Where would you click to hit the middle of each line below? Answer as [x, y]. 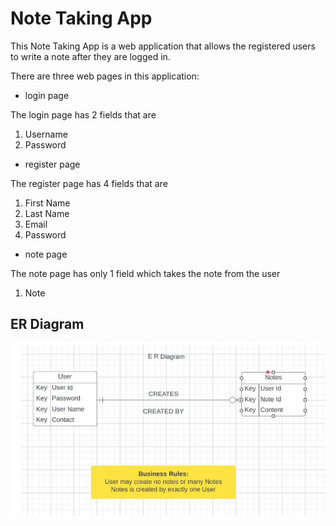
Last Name [47, 213]
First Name [47, 203]
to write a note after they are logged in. [90, 56]
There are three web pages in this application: [105, 76]
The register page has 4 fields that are [89, 183]
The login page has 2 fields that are [83, 114]
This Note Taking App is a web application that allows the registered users [163, 46]
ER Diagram [47, 324]
